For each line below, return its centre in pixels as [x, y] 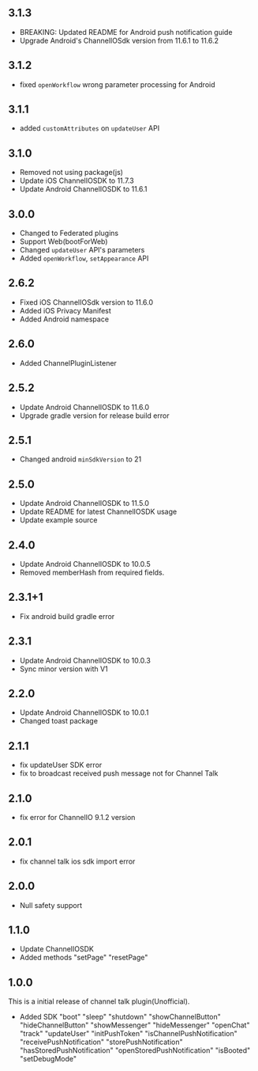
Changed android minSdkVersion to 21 [80, 459]
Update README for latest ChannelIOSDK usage [98, 512]
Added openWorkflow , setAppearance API [84, 258]
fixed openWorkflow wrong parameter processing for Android [117, 84]
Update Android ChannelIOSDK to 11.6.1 [83, 189]
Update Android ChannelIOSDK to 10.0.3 [85, 660]
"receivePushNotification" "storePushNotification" [101, 1042]
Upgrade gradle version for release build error [94, 416]
